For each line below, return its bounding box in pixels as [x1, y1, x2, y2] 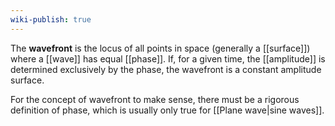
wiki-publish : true [10, 14, 92, 25]
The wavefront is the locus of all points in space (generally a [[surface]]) [10, 42, 311, 54]
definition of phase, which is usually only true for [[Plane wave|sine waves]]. [10, 104, 325, 116]
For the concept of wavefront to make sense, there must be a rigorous [10, 93, 300, 105]
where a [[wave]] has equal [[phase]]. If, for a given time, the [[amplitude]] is [10, 52, 326, 65]
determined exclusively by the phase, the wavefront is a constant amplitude [10, 63, 322, 75]
